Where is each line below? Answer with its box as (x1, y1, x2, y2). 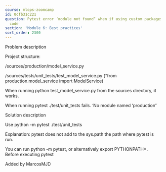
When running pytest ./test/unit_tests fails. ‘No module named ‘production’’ (5, 103, 158, 108)
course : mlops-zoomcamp (5, 7, 54, 12)
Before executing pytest (5, 152, 54, 157)
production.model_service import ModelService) (5, 78, 104, 84)
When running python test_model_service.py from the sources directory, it (5, 88, 157, 93)
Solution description (5, 112, 46, 118)
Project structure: (5, 54, 41, 59)
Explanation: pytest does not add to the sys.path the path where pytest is (5, 131, 154, 137)
